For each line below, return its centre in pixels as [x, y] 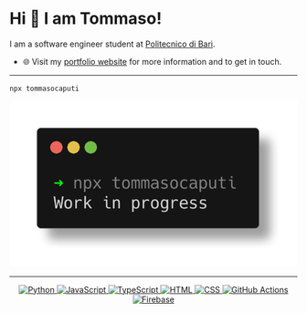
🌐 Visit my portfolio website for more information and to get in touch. [152, 61]
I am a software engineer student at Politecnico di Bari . [113, 44]
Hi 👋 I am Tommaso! [86, 19]
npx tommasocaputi [44, 89]
